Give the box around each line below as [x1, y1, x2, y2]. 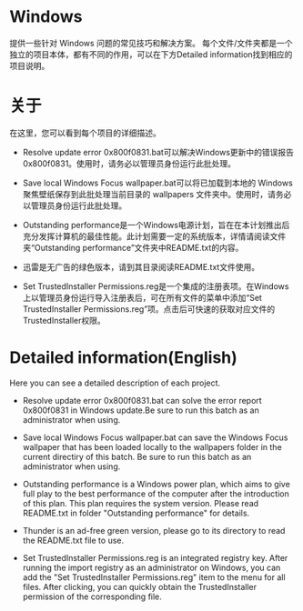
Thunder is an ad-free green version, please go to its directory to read [22, 525, 286, 536]
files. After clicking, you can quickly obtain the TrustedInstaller [22, 581, 258, 592]
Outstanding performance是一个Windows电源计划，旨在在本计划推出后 [22, 219, 290, 230]
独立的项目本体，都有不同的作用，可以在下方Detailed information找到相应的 [9, 48, 293, 60]
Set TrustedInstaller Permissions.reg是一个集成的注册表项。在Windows [22, 280, 289, 292]
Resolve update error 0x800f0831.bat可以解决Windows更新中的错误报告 [22, 146, 294, 157]
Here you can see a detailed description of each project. [9, 377, 221, 388]
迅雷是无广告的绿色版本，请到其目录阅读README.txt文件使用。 [22, 261, 260, 272]
